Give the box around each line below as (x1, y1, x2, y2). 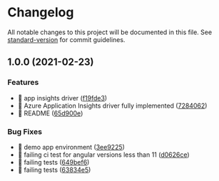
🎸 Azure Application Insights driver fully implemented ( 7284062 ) (17, 101, 208, 110)
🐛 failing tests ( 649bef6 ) (17, 157, 90, 166)
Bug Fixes (7, 126, 43, 136)
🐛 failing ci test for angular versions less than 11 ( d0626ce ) (17, 150, 190, 159)
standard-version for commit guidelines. (7, 35, 126, 43)
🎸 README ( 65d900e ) (17, 108, 83, 118)
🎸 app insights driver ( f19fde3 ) (17, 93, 108, 102)
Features (7, 78, 39, 88)
